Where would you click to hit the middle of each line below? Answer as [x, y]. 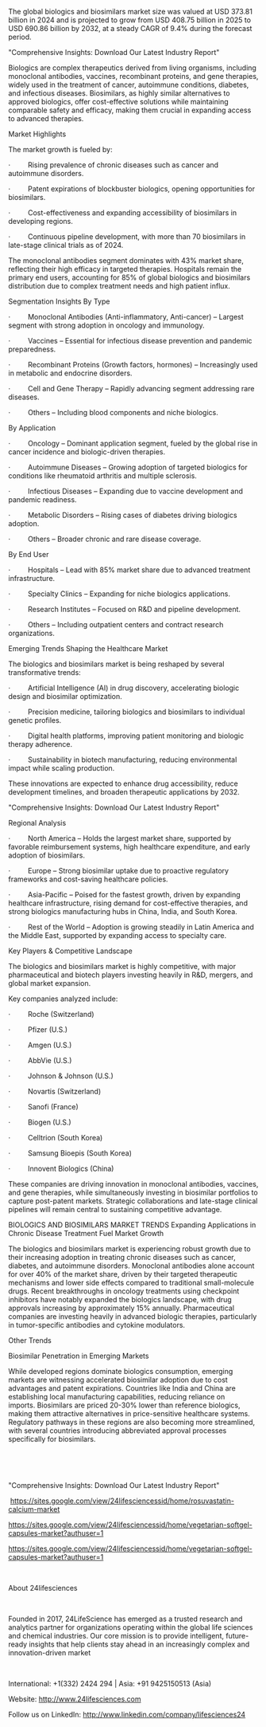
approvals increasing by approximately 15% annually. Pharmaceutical [121, 1308]
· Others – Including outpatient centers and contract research [116, 624]
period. [20, 37]
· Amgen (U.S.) [40, 1045]
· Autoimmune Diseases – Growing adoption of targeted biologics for [128, 467]
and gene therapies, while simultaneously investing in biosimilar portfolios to [133, 1192]
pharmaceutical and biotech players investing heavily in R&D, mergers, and [131, 975]
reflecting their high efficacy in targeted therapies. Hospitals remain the [125, 269]
